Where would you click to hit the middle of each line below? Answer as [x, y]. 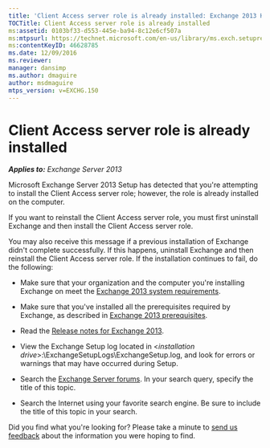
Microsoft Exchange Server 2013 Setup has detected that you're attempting [133, 185]
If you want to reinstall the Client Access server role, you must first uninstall [133, 218]
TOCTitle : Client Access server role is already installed [109, 23]
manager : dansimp [37, 68]
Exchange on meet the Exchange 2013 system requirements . [120, 291]
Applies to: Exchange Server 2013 [65, 169]
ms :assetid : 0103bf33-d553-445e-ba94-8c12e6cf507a [95, 31]
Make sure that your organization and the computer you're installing [132, 283]
